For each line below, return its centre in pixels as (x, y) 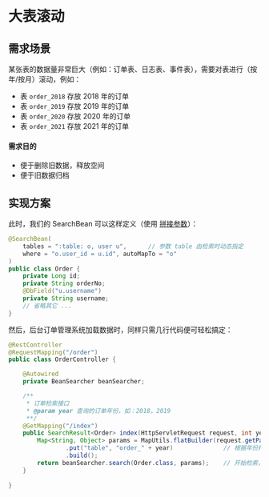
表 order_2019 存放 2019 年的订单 (74, 106)
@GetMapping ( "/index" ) (60, 426)
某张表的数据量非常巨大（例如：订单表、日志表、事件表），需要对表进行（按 (133, 69)
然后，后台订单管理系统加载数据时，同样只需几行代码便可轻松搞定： (120, 330)
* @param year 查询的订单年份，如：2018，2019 (98, 411)
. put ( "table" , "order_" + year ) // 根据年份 (162, 448)
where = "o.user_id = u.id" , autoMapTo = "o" (100, 254)
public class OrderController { (62, 360)
